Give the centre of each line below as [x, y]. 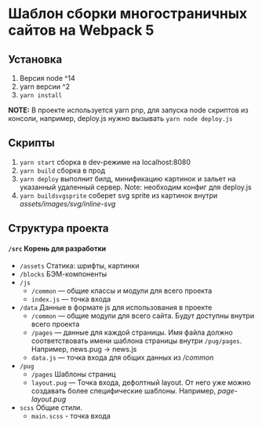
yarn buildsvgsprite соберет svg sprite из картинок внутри [118, 195]
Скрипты [31, 143]
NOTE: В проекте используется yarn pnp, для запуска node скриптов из [128, 110]
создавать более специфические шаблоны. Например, [124, 391]
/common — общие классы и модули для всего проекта [122, 291]
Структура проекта [58, 229]
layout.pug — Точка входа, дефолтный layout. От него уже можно [141, 382]
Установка [35, 59]
